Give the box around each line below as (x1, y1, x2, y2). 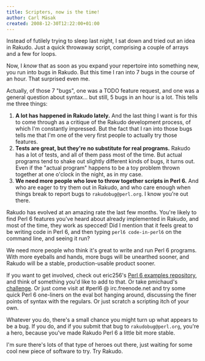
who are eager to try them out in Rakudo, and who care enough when (15, 184, 191, 191)
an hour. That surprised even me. (6, 75, 90, 83)
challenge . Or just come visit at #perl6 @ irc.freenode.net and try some (6, 285, 185, 292)
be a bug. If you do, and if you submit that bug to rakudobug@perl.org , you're (6, 323, 199, 330)
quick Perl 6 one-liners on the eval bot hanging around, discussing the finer (6, 291, 197, 298)
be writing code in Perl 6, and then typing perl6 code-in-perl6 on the (6, 228, 182, 236)
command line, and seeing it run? (6, 235, 91, 243)
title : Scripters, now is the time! (6, 9, 100, 15)
